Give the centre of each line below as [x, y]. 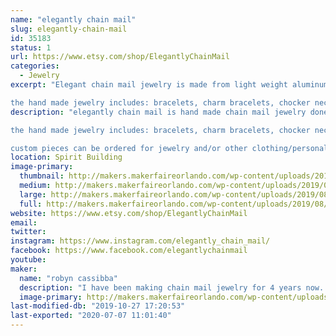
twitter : [28, 232]
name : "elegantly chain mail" [73, 19]
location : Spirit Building [66, 157]
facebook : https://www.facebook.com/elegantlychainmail [129, 251]
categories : [35, 66]
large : [33, 194]
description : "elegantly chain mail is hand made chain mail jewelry [158, 112]
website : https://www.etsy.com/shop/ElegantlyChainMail [129, 213]
